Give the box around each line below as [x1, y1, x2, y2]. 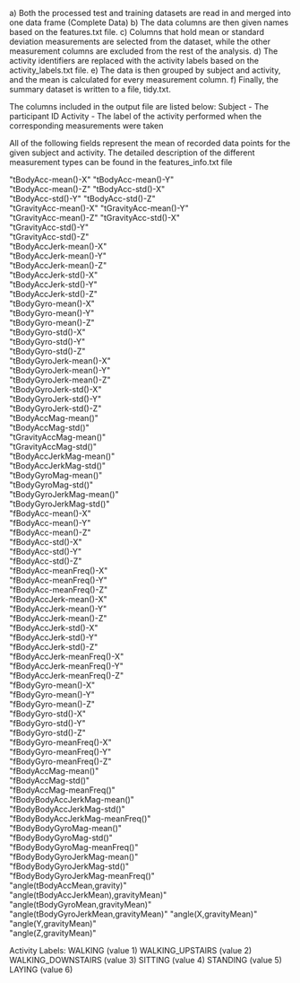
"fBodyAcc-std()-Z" [9, 556, 82, 566]
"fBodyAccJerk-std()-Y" [9, 632, 99, 643]
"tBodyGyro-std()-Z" [9, 346, 86, 356]
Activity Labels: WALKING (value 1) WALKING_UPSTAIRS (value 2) [9, 945, 253, 955]
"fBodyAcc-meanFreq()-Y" [9, 575, 107, 585]
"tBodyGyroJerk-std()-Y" [9, 394, 102, 404]
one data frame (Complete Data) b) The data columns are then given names [9, 17, 289, 28]
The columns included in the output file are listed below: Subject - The [9, 101, 269, 111]
